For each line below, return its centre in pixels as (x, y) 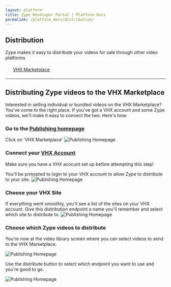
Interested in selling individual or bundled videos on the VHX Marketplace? (83, 105)
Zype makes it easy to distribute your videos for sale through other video (82, 53)
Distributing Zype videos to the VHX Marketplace (85, 92)
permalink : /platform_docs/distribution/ (50, 19)
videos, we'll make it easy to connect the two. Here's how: (66, 115)
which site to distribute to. (33, 214)
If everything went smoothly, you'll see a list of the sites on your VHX (78, 203)
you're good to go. (25, 269)
